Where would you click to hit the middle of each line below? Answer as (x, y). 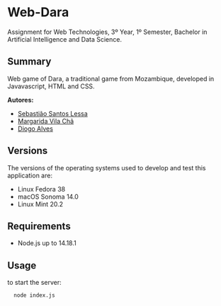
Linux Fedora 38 (41, 189)
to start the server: (34, 283)
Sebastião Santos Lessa (53, 113)
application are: (30, 175)
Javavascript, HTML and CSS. (51, 86)
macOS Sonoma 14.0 (48, 196)
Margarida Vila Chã (46, 121)
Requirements (39, 226)
